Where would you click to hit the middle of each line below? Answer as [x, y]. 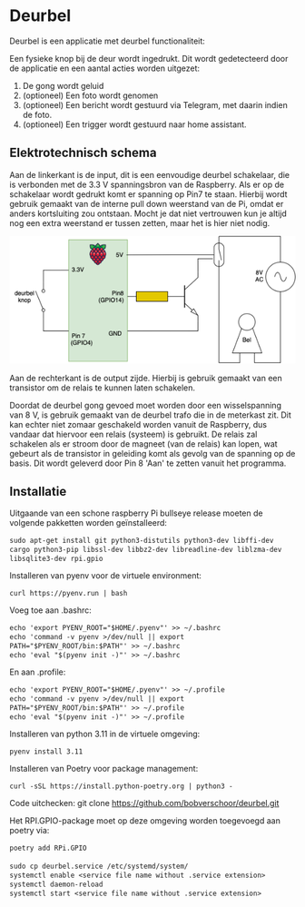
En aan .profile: [38, 672]
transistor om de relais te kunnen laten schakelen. [103, 388]
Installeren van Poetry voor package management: [104, 769]
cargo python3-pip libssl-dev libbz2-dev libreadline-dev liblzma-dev [146, 550]
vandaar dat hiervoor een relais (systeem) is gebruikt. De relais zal [133, 434]
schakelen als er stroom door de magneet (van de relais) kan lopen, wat [144, 444]
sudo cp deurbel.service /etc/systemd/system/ [99, 867]
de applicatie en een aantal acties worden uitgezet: [105, 68]
